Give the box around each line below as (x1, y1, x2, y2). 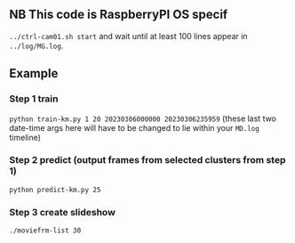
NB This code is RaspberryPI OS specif (9, 7, 228, 22)
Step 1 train (9, 93, 59, 105)
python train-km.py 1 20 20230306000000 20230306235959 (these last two (9, 113, 277, 124)
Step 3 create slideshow (9, 206, 116, 218)
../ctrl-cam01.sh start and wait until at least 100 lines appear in (9, 30, 248, 41)
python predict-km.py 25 (9, 185, 101, 194)
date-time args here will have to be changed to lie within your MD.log (9, 122, 259, 133)
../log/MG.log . (9, 40, 64, 51)
